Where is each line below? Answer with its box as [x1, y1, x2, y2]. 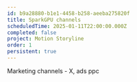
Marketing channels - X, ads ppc [7, 66, 99, 75]
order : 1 [7, 42, 32, 49]
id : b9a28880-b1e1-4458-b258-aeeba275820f [7, 10, 130, 17]
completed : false [7, 29, 57, 36]
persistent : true [7, 49, 57, 55]
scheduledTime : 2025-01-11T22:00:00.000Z [7, 23, 127, 29]
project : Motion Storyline [7, 36, 84, 42]
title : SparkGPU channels [7, 16, 81, 23]
